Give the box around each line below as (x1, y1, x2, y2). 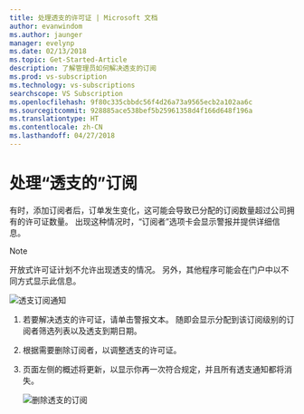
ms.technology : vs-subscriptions (9, 81, 136, 90)
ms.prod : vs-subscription (9, 72, 107, 82)
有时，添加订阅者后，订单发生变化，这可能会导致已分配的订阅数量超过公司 (9, 205, 287, 216)
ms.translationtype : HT (9, 114, 100, 123)
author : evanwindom (9, 22, 83, 31)
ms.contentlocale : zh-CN (9, 123, 103, 132)
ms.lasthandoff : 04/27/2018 (9, 131, 116, 140)
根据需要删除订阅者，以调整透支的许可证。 (22, 344, 182, 355)
